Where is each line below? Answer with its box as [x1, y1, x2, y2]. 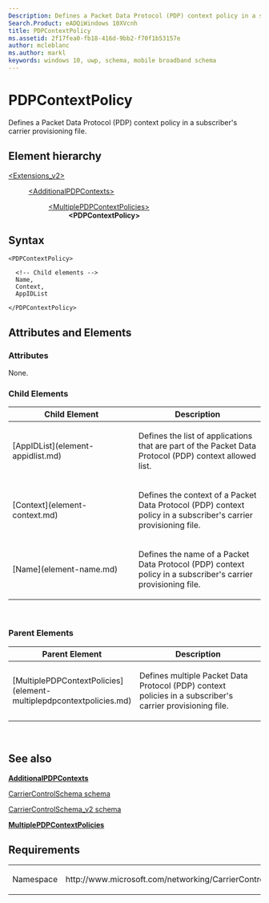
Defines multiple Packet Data [139, 669, 248, 681]
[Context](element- [12, 499, 87, 510]
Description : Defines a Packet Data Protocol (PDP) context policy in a [8, 11, 256, 20]
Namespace [12, 874, 58, 885]
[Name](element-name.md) [12, 563, 118, 575]
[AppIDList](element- [12, 441, 94, 452]
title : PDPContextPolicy [8, 26, 91, 35]
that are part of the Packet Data [139, 441, 256, 452]
